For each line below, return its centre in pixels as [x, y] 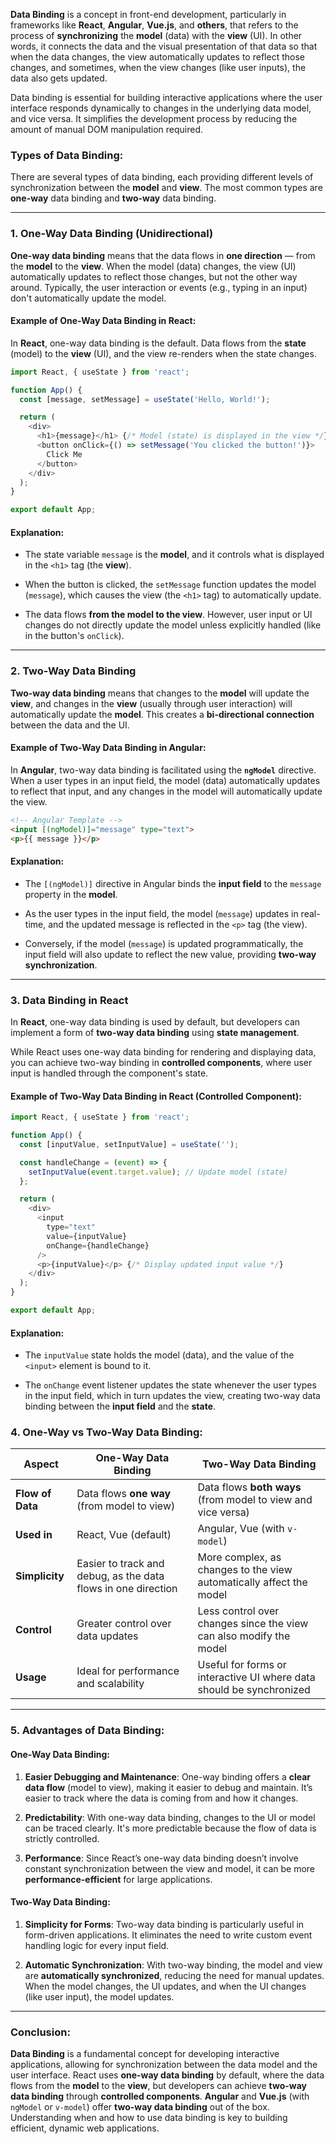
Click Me [64, 454]
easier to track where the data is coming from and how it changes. [161, 1798]
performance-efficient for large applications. [118, 1879]
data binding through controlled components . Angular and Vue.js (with [160, 2096]
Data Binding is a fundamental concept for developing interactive [145, 2054]
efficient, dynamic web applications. [85, 2128]
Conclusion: [40, 2032]
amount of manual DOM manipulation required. [107, 129]
